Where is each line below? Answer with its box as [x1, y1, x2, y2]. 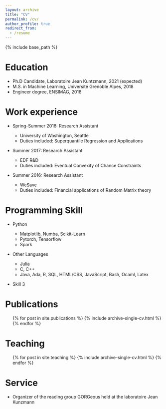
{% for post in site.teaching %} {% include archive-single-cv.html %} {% [12, 354, 162, 360]
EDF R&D [19, 157, 39, 163]
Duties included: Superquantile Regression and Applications [19, 138, 143, 144]
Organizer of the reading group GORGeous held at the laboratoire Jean [12, 394, 158, 400]
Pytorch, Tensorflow [19, 236, 62, 242]
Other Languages [12, 251, 48, 257]
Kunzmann [12, 399, 35, 405]
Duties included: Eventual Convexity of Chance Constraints [19, 162, 142, 168]
